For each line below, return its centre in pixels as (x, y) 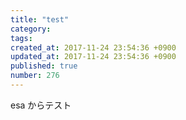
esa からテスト (41, 105)
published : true (44, 66)
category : (31, 29)
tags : (21, 38)
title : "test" (40, 19)
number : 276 (35, 76)
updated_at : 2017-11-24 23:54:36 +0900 (93, 57)
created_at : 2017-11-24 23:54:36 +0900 (93, 47)
